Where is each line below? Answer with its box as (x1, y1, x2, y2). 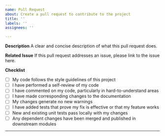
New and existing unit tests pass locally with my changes (12, 110, 128, 115)
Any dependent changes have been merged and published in (12, 115, 136, 121)
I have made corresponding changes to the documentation (12, 93, 131, 99)
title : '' (5, 16, 26, 21)
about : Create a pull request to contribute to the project (5, 12, 131, 17)
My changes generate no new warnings (12, 99, 93, 105)
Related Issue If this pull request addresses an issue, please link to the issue (5, 52, 160, 59)
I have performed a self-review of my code (12, 82, 99, 88)
